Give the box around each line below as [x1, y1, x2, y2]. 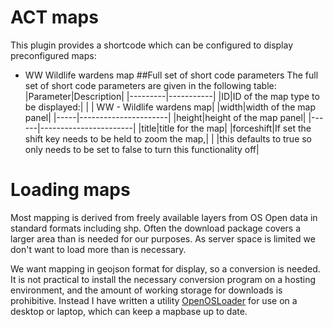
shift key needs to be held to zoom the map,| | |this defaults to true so [24, 132, 313, 145]
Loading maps [10, 179, 131, 201]
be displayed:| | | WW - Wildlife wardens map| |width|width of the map [24, 101, 316, 113]
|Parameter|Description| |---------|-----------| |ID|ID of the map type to [24, 90, 320, 102]
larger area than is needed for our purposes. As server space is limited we [10, 232, 316, 245]
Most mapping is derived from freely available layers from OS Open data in [10, 211, 318, 223]
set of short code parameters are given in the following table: [24, 79, 277, 91]
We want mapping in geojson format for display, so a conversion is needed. [10, 262, 321, 275]
